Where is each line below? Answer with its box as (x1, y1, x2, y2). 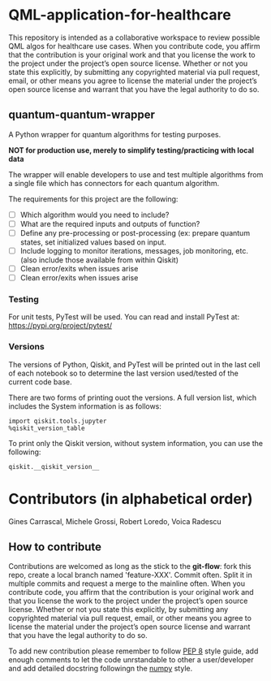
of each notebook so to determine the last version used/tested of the (8, 368, 239, 378)
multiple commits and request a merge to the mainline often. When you (8, 579, 246, 588)
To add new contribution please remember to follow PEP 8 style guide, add (8, 646, 259, 656)
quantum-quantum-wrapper (8, 108, 156, 122)
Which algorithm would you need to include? (19, 210, 170, 219)
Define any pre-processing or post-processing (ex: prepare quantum (19, 228, 250, 237)
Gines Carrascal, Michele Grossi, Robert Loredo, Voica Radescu (8, 516, 222, 526)
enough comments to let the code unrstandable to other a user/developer (8, 655, 254, 665)
